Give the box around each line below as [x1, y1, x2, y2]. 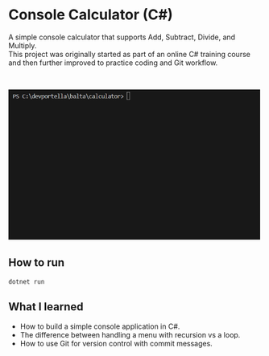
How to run [8, 256, 65, 269]
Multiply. [8, 40, 37, 50]
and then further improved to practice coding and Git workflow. [8, 58, 218, 68]
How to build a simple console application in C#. [19, 321, 180, 331]
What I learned [8, 300, 84, 314]
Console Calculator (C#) [8, 6, 173, 24]
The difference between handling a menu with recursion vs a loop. [19, 329, 241, 339]
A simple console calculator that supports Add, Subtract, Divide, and [8, 32, 236, 42]
